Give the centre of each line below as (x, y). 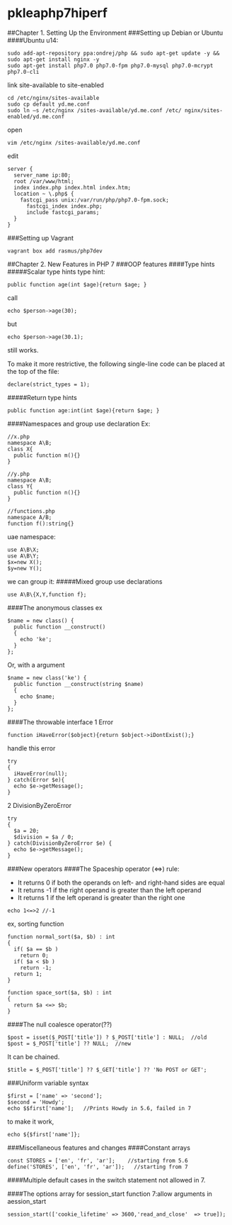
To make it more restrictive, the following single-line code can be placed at (116, 364)
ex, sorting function (36, 924)
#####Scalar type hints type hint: (56, 272)
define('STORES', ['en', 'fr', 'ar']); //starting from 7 (98, 1167)
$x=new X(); (25, 562)
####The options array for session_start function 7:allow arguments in (110, 1194)
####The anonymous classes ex (55, 607)
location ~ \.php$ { (44, 194)
